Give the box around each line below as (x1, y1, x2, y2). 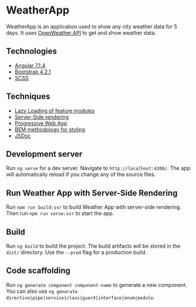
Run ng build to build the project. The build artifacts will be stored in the (6, 242, 181, 249)
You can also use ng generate (6, 288, 78, 295)
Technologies (6, 46, 58, 56)
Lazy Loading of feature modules (14, 107, 95, 114)
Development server (6, 149, 83, 159)
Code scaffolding (6, 266, 70, 276)
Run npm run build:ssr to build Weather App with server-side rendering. (6, 203, 182, 211)
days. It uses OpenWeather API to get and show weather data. (6, 29, 157, 36)
